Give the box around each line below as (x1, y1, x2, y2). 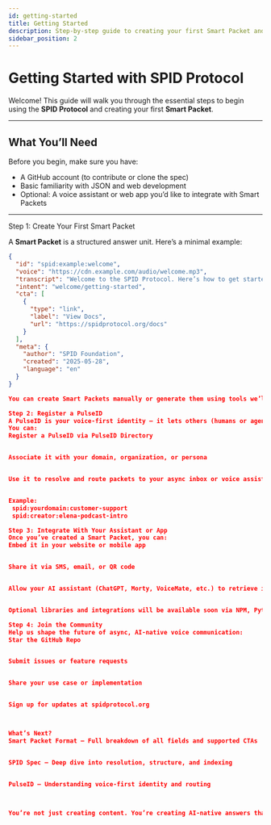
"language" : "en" (23, 365, 81, 374)
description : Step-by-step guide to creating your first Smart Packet (8, 27, 251, 35)
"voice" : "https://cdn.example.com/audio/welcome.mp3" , (15, 267, 207, 275)
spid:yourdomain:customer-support (11, 504, 128, 513)
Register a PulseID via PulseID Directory (8, 432, 153, 440)
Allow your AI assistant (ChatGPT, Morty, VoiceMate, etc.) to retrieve (8, 584, 258, 593)
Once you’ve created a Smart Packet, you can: (8, 534, 168, 542)
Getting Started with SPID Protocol (8, 69, 244, 87)
